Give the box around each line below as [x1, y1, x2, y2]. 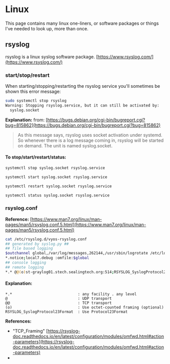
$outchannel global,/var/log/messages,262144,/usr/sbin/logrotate [5, 251, 148, 256]
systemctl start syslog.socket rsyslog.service [5, 174, 108, 180]
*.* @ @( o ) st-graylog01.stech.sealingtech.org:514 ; [5, 269, 114, 275]
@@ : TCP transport [5, 300, 112, 305]
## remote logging [5, 265, 44, 270]
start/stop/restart [5, 72, 50, 79]
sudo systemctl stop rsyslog [5, 98, 67, 103]
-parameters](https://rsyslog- [12, 338, 75, 344]
